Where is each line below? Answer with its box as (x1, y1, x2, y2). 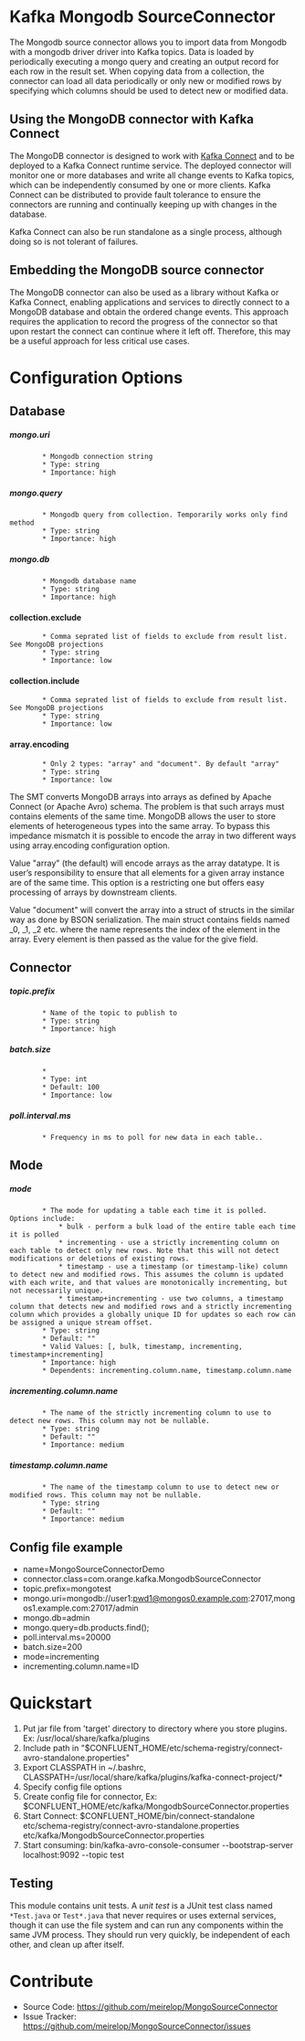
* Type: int (42, 1074, 89, 1084)
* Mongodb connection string (42, 452, 153, 462)
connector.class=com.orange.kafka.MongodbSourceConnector (22, 1574, 262, 1585)
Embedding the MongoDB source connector (9, 262, 265, 278)
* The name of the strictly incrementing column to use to (42, 1409, 272, 1418)
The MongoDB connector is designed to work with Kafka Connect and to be (9, 150, 295, 161)
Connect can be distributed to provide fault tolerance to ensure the (9, 189, 261, 200)
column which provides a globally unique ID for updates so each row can (9, 1310, 297, 1320)
